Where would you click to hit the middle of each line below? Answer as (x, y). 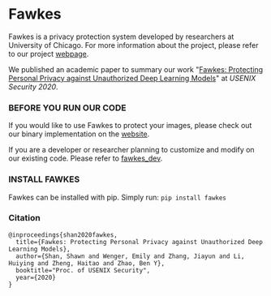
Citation (24, 218)
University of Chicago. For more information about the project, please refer (133, 45)
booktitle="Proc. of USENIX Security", (83, 270)
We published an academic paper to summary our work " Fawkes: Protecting (136, 69)
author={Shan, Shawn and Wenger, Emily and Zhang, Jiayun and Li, (130, 256)
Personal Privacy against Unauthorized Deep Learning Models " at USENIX (132, 78)
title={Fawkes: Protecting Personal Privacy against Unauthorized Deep (140, 242)
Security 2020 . (33, 87)
